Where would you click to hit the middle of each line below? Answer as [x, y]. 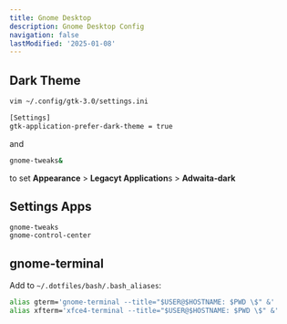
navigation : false [44, 35]
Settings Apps [51, 206]
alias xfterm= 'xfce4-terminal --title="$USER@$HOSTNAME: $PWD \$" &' [144, 311]
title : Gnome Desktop [51, 18]
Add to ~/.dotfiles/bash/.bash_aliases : [86, 286]
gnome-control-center [51, 235]
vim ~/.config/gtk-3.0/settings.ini [79, 101]
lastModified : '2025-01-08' [63, 43]
